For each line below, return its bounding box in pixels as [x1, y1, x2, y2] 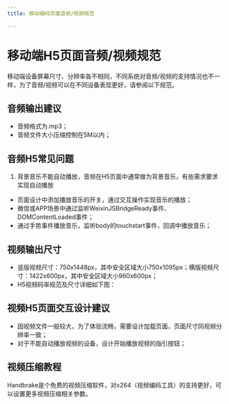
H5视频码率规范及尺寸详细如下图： [17, 280, 116, 288]
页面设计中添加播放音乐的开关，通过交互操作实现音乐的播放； [17, 195, 193, 204]
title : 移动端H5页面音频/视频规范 [7, 10, 95, 17]
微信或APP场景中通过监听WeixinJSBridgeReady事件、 [17, 204, 171, 213]
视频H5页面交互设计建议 [7, 302, 110, 314]
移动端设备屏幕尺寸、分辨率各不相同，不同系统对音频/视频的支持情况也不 [7, 72, 215, 80]
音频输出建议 [7, 103, 62, 114]
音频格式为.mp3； [17, 122, 69, 131]
